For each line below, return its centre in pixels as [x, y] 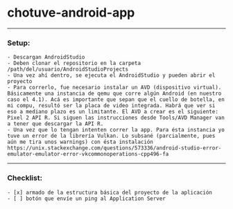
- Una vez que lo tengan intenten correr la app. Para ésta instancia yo [116, 130]
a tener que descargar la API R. [55, 124]
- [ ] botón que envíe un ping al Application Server [87, 199]
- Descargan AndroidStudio [46, 57]
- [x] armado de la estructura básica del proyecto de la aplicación [110, 192]
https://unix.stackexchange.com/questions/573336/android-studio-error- [114, 148]
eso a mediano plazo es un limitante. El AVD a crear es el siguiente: [113, 112]
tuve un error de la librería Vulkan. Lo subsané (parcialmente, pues [111, 136]
